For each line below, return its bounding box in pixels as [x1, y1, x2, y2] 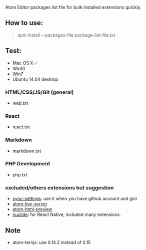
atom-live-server [12, 201, 47, 207]
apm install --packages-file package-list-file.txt [17, 32, 115, 38]
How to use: [5, 19, 43, 27]
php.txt [12, 171, 27, 177]
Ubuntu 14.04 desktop [12, 76, 58, 82]
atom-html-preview [12, 206, 52, 212]
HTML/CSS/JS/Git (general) [5, 89, 74, 96]
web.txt [12, 100, 28, 106]
